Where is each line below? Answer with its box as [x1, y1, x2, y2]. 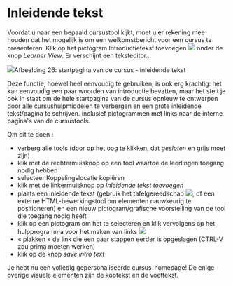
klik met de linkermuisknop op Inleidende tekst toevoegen [17, 181, 184, 189]
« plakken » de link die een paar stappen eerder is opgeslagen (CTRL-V [17, 235, 224, 243]
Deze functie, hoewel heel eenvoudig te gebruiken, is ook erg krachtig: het [7, 79, 222, 88]
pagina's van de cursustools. [7, 116, 91, 125]
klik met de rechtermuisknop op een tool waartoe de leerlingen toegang [17, 158, 225, 167]
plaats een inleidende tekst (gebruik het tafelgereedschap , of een [17, 189, 215, 198]
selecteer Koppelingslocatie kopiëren [17, 173, 125, 182]
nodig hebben [17, 166, 58, 175]
